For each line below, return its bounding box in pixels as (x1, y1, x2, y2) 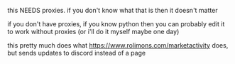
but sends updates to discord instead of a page (7, 49, 146, 57)
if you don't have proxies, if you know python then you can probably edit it (7, 20, 225, 28)
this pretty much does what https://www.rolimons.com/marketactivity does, (7, 41, 229, 49)
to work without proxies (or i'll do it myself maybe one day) (7, 28, 180, 36)
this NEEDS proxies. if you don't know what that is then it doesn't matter (7, 6, 218, 14)
